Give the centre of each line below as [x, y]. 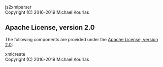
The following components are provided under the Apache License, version [82, 39]
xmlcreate [15, 54]
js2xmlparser [18, 7]
